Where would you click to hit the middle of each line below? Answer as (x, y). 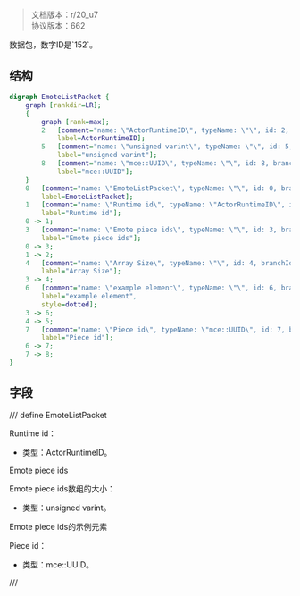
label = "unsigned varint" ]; (107, 155)
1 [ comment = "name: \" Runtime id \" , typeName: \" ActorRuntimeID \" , (155, 205)
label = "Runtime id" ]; (82, 214)
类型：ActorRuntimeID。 (67, 452)
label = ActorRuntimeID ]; (101, 139)
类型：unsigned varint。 (67, 508)
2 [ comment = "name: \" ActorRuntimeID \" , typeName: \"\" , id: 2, (166, 130)
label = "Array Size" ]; (82, 272)
